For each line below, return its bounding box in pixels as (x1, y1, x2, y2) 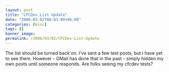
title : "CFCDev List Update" (5, 12, 68, 17)
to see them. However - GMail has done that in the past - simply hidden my (5, 55, 164, 61)
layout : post (5, 7, 33, 13)
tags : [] (5, 27, 24, 32)
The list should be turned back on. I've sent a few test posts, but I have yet (5, 50, 163, 56)
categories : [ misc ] (5, 21, 47, 27)
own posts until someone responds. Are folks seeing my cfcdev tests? (5, 61, 153, 67)
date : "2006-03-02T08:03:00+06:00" (5, 17, 81, 22)
